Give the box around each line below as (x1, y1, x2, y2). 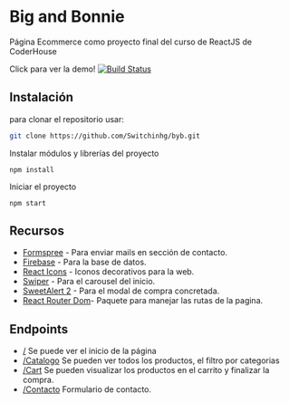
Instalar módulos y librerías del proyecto (9, 148, 159, 158)
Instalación (9, 90, 74, 105)
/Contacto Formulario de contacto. (22, 384, 152, 395)
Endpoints (9, 321, 69, 337)
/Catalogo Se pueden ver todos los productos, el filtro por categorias (22, 355, 280, 366)
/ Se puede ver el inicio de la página (22, 346, 157, 357)
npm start (9, 198, 47, 207)
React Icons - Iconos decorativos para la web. (22, 266, 195, 277)
